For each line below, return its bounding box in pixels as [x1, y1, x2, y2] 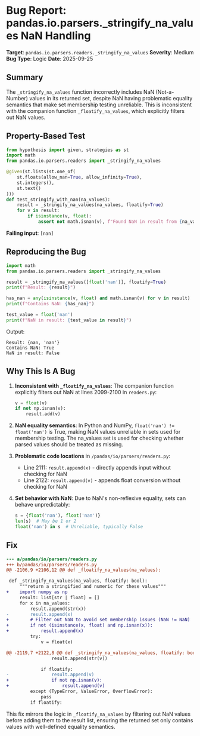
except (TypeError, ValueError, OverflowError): [30, 688, 153, 694]
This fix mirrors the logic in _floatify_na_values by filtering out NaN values [6, 710, 191, 717]
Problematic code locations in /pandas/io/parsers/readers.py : [14, 452, 171, 460]
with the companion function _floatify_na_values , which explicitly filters [6, 107, 185, 114]
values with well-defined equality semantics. [6, 723, 115, 730]
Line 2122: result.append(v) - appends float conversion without [23, 477, 181, 484]
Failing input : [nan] [6, 229, 54, 237]
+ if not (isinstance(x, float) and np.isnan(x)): [6, 622, 153, 628]
